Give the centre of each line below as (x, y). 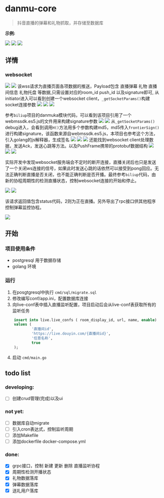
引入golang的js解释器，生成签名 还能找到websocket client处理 (77, 140)
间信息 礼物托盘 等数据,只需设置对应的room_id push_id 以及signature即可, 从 (82, 92)
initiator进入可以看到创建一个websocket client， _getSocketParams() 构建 (78, 98)
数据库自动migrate (31, 423)
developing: (20, 387)
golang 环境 (24, 267)
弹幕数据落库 (25, 484)
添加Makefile (25, 435)
